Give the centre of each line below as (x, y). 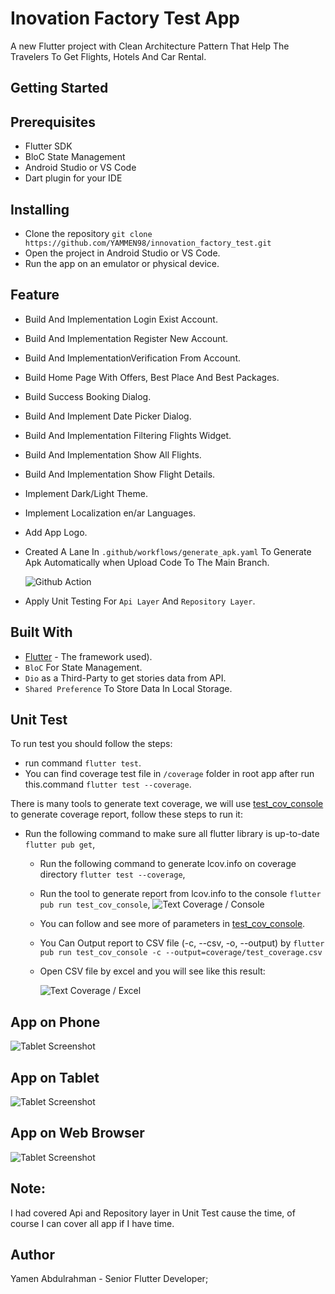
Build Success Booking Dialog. (88, 396)
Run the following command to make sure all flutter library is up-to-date (172, 834)
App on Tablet (55, 1077)
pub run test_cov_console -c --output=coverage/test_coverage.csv (181, 953)
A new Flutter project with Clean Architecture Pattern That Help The (150, 46)
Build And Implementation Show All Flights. (113, 454)
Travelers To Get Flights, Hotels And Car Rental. (108, 56)
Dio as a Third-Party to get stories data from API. (125, 678)
